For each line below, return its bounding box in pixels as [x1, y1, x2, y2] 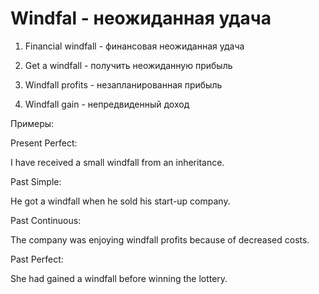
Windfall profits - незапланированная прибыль [24, 78, 223, 91]
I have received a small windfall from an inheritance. [10, 156, 225, 168]
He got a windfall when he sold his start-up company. [10, 195, 231, 207]
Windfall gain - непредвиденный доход [24, 98, 190, 110]
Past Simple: [10, 175, 62, 187]
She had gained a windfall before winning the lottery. [10, 272, 228, 284]
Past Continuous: [10, 214, 82, 226]
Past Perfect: [10, 253, 64, 265]
